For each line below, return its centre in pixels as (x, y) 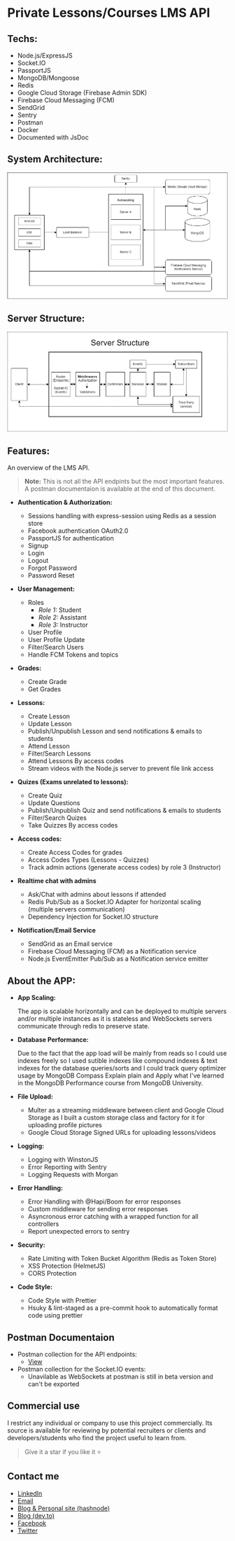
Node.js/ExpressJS (45, 55)
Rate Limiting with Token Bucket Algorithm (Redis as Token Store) (122, 1259)
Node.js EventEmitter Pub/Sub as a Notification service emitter (118, 959)
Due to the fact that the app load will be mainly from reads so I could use (122, 1053)
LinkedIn (30, 1493)
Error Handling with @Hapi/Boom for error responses (104, 1201)
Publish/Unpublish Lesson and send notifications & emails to (115, 731)
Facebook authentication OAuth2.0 (78, 531)
